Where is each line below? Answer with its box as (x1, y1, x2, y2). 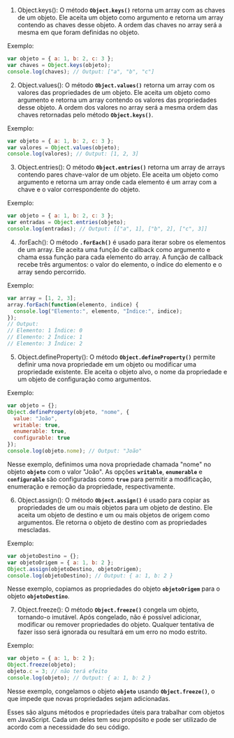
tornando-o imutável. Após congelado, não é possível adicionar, (17, 613, 202, 621)
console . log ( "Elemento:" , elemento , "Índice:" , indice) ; (13, 307, 183, 315)
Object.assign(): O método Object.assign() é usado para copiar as (17, 496, 210, 504)
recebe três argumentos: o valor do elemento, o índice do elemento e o (17, 260, 222, 268)
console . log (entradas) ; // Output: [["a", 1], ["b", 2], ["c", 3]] (7, 226, 208, 233)
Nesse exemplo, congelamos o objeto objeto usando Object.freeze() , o (7, 687, 215, 695)
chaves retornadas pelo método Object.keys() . (17, 110, 154, 119)
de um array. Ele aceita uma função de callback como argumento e (17, 245, 211, 253)
